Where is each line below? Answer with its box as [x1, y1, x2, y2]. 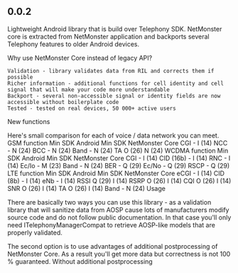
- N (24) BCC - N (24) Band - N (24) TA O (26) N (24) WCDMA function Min [7, 146, 229, 155]
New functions [7, 117, 50, 125]
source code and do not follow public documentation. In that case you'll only [7, 213, 232, 222]
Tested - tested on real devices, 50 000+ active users [7, 105, 176, 112]
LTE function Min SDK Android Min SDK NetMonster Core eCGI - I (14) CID [7, 169, 225, 177]
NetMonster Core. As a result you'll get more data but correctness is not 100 [7, 249, 231, 258]
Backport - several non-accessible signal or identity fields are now [7, 92, 221, 99]
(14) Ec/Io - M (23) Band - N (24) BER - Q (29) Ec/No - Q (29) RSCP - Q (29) [7, 161, 230, 170]
